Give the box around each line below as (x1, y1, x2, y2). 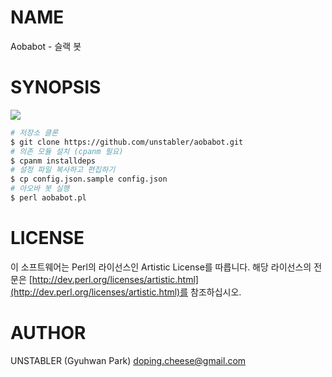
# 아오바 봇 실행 (10, 184, 70, 194)
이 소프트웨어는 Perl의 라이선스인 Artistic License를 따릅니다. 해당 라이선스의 (10, 261, 312, 273)
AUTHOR (10, 322, 87, 344)
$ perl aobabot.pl (10, 193, 87, 203)
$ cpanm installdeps (10, 156, 97, 166)
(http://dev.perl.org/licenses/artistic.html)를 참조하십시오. (10, 286, 242, 298)
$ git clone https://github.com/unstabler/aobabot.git (10, 137, 244, 147)
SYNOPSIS (10, 76, 102, 99)
